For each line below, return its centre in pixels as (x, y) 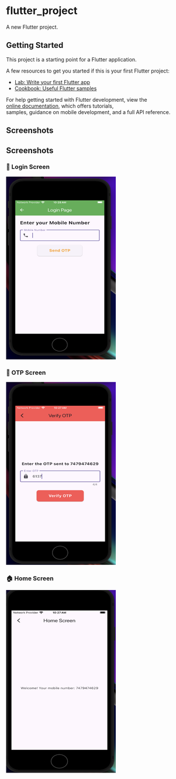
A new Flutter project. (32, 27)
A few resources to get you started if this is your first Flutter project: (88, 71)
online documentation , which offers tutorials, (60, 106)
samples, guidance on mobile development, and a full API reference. (88, 112)
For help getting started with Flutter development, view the (77, 99)
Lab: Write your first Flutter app (52, 82)
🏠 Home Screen (30, 578)
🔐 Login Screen (28, 167)
